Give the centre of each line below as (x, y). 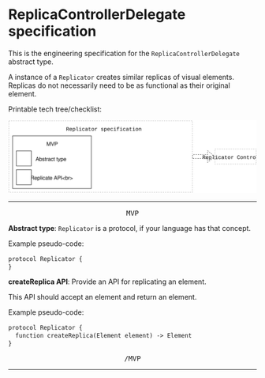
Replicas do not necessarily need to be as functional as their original (119, 85)
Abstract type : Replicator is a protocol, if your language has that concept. (129, 228)
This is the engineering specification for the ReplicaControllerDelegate (124, 53)
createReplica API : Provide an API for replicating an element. (107, 282)
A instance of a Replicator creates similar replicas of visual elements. (121, 77)
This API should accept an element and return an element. (103, 297)
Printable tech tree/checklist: (55, 109)
